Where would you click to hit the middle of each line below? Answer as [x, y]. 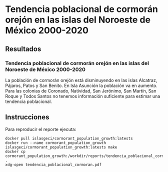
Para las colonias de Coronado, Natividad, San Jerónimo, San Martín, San [81, 90]
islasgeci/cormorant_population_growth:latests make [61, 147]
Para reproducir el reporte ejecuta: [41, 129]
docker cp [15, 151]
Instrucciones [27, 117]
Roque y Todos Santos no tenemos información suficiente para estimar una [83, 96]
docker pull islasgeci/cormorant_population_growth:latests [69, 138]
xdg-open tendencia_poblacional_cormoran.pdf [53, 164]
